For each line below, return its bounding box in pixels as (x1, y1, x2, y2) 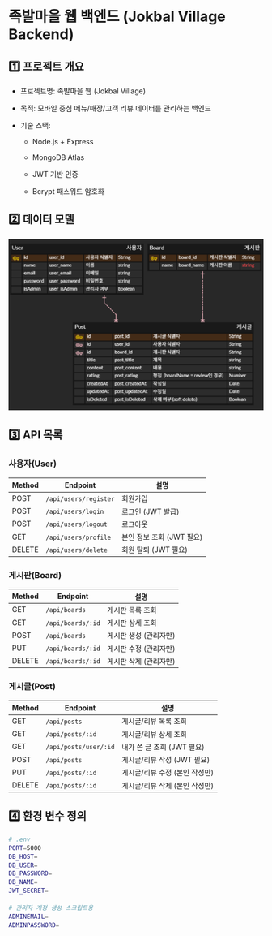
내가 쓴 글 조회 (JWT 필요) (121, 742, 205, 752)
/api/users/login (45, 508, 104, 516)
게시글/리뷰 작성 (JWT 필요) (121, 755, 210, 765)
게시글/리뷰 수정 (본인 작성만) (121, 768, 215, 778)
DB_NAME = (8, 878, 38, 886)
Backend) (8, 25, 74, 44)
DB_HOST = (8, 852, 38, 861)
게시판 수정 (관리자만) (107, 643, 176, 653)
